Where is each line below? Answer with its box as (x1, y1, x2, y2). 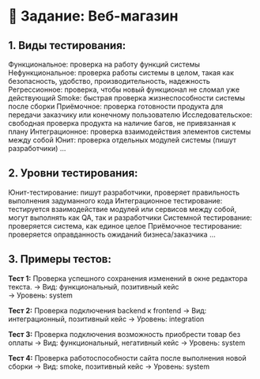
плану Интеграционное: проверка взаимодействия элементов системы (8, 127, 251, 136)
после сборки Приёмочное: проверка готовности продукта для (8, 102, 224, 111)
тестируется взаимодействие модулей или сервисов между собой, (8, 204, 237, 214)
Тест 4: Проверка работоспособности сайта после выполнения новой (8, 353, 247, 362)
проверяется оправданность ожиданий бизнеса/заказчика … (8, 229, 216, 239)
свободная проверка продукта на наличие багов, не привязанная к (8, 119, 236, 127)
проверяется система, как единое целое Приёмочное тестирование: (8, 221, 243, 230)
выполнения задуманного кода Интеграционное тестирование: (8, 195, 223, 205)
